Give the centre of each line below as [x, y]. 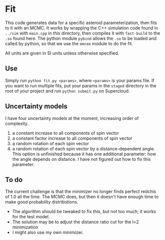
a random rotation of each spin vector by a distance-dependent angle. [83, 149]
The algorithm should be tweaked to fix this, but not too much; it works [84, 211]
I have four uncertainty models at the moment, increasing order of [72, 118]
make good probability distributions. [42, 202]
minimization [25, 227]
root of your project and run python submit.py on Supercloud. [67, 91]
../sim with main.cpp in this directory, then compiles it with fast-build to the [83, 33]
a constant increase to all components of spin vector [66, 133]
